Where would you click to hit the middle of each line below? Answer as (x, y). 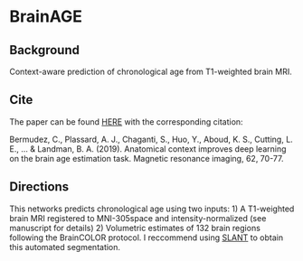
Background (44, 50)
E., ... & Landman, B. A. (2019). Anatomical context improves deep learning (148, 149)
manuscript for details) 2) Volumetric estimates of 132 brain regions (135, 228)
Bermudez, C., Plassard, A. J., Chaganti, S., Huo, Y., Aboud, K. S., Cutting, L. (151, 139)
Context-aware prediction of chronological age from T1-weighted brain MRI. (151, 71)
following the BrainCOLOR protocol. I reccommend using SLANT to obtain (146, 238)
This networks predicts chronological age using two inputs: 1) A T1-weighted (152, 209)
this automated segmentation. (65, 247)
